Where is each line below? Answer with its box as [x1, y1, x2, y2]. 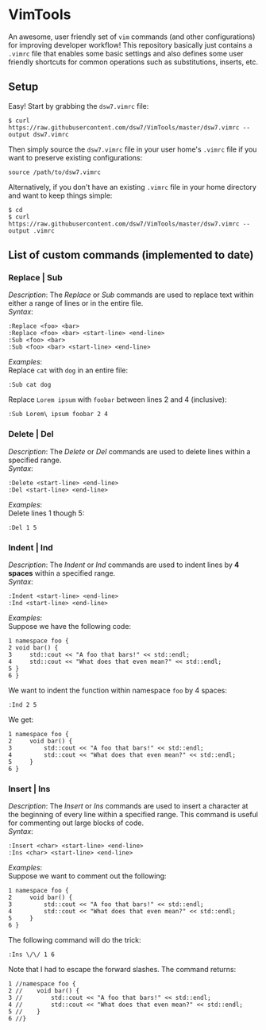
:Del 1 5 [8, 523, 37, 531]
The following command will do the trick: [8, 935, 141, 945]
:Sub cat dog [8, 381, 52, 389]
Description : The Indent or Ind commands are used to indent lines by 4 [8, 560, 240, 569]
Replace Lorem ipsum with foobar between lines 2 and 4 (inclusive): [8, 395, 227, 404]
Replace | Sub [8, 272, 63, 284]
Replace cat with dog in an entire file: [8, 365, 129, 375]
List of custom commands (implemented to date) [8, 249, 254, 262]
